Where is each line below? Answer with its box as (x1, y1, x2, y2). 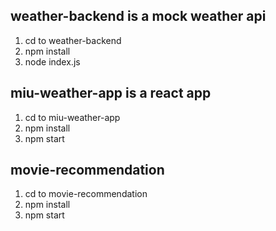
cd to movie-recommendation (24, 188, 148, 200)
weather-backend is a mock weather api (10, 8, 267, 25)
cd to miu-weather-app (24, 111, 121, 123)
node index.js (24, 55, 81, 68)
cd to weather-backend (24, 34, 122, 46)
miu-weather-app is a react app (10, 85, 212, 102)
